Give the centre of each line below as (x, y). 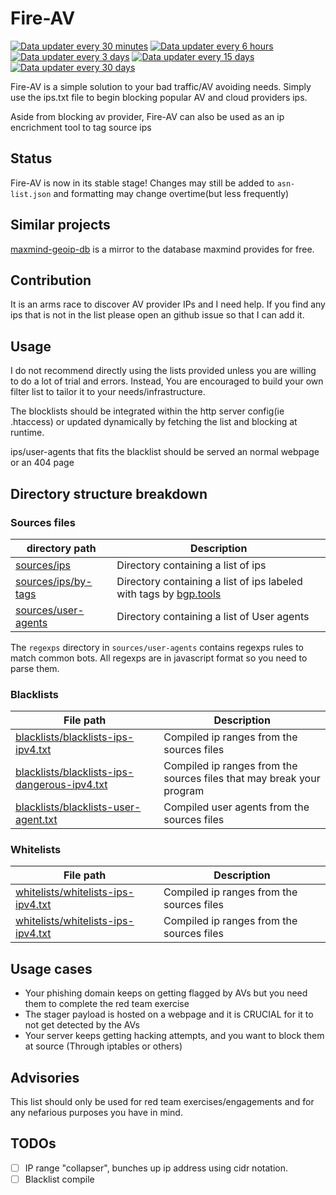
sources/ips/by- (54, 581)
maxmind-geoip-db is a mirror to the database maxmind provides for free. (162, 249)
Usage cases (51, 968)
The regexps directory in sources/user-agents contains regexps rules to (157, 647)
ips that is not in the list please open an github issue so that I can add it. (157, 315)
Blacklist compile (59, 1179)
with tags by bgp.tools (169, 594)
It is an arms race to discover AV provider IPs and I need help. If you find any (168, 304)
